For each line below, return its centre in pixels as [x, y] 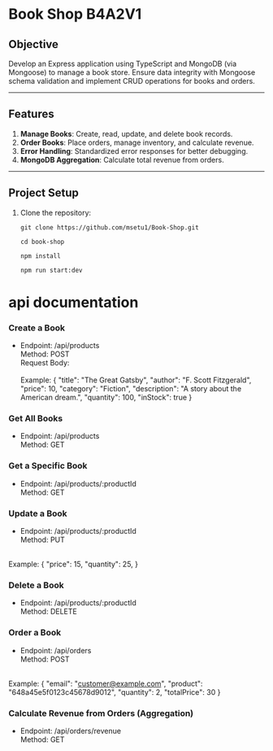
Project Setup [44, 193]
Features [31, 114]
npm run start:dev [51, 270]
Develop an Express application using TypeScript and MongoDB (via [123, 63]
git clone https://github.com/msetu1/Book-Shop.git [109, 227]
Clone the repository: [56, 212]
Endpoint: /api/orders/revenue [71, 731]
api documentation [74, 302]
